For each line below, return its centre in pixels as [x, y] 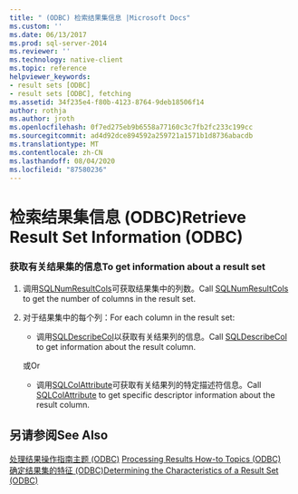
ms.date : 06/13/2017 [48, 34]
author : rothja [38, 111]
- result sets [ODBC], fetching [70, 93]
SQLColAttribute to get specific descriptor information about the [155, 394]
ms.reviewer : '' [40, 52]
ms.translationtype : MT [54, 144]
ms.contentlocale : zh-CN [56, 152]
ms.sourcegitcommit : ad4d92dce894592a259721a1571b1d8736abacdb [131, 136]
